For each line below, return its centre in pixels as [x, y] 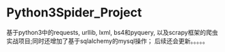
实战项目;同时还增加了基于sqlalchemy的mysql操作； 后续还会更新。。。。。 [108, 41]
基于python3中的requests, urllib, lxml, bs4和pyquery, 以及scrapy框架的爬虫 [112, 32]
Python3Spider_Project [74, 13]
